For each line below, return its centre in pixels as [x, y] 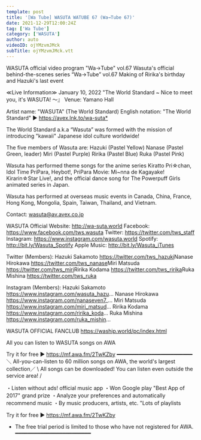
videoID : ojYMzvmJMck [33, 46]
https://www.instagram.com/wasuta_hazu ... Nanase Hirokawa [82, 294]
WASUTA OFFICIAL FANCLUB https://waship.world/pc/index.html [87, 331]
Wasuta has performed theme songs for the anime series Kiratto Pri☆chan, [99, 165]
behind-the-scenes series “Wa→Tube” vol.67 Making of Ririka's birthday [96, 74]
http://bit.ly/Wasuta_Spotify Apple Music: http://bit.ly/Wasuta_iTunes [90, 245]
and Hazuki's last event [35, 80]
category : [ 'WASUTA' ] [33, 34]
